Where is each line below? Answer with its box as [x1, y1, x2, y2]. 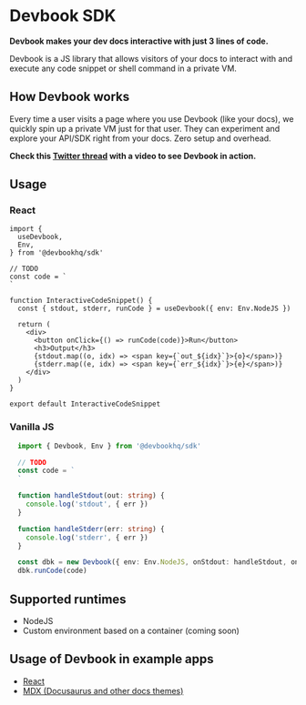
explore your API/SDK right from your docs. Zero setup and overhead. [9, 133, 271, 144]
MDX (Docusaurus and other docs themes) [22, 685, 184, 696]
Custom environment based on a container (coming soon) [22, 625, 240, 637]
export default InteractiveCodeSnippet [9, 399, 161, 409]
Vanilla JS [9, 420, 55, 433]
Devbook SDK [9, 5, 117, 26]
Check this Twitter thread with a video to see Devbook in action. [9, 150, 257, 161]
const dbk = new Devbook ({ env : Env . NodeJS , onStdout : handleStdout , [17, 558, 287, 567]
